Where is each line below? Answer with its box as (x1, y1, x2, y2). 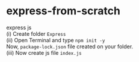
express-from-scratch (6, 4, 120, 18)
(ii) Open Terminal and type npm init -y (6, 36, 105, 44)
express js (6, 24, 32, 31)
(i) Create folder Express (6, 30, 66, 37)
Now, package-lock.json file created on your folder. (6, 43, 134, 50)
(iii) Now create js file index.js (6, 49, 82, 56)
